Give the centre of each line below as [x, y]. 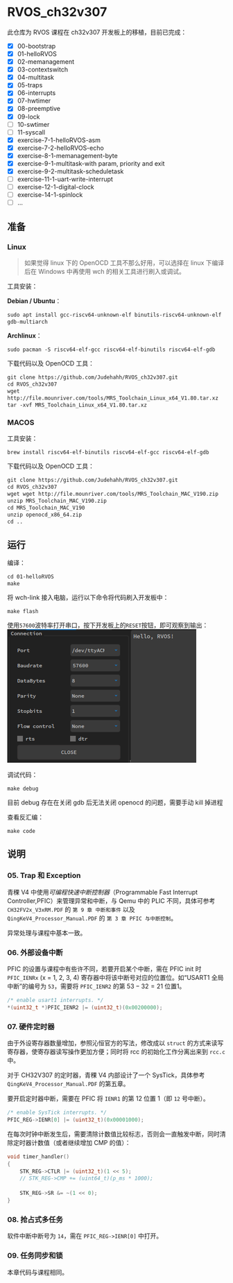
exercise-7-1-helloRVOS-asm [59, 140]
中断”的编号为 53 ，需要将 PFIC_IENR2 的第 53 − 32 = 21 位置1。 [96, 986]
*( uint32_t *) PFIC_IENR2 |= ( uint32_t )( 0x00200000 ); [85, 1007]
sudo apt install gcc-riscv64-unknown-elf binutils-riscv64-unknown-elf [114, 315]
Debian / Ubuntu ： [34, 301]
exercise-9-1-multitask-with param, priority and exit [91, 163]
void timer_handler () [38, 1156]
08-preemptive [39, 109]
